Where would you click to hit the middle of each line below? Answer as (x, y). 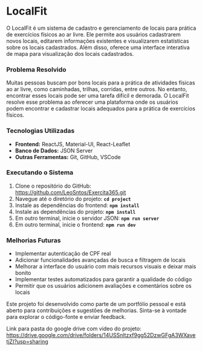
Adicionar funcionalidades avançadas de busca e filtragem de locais (100, 260)
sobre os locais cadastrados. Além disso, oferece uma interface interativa (98, 47)
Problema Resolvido (36, 69)
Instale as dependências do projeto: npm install (75, 211)
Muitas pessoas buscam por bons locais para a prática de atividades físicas (101, 83)
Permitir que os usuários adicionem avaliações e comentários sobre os (103, 286)
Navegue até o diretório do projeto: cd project (73, 199)
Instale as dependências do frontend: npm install (77, 205)
